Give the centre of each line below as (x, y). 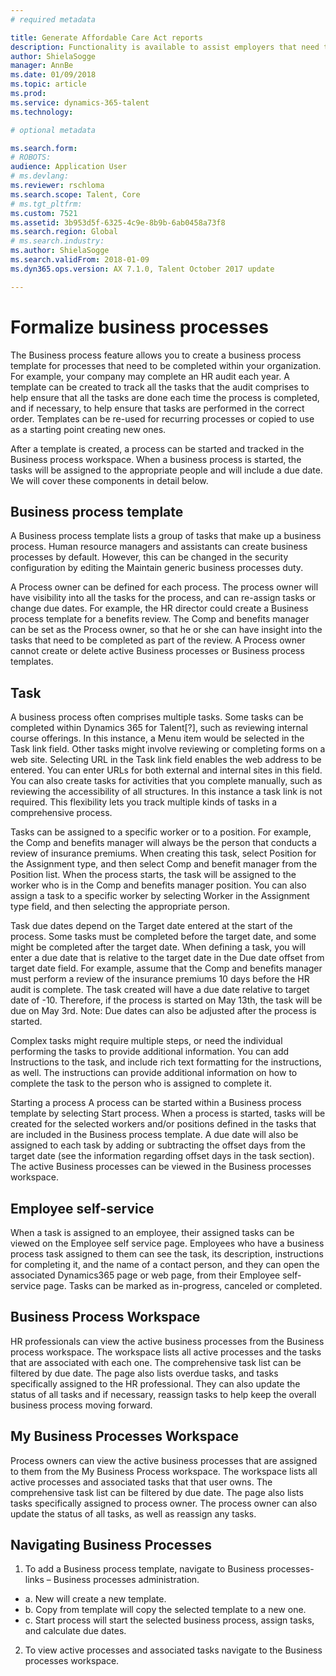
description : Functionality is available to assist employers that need (165, 47)
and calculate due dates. (75, 1631)
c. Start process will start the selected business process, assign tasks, (169, 1620)
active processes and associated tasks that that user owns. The (141, 1482)
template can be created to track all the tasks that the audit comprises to (160, 387)
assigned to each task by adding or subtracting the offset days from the (158, 1145)
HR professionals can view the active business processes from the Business (167, 1341)
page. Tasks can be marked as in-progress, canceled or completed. (183, 1285)
